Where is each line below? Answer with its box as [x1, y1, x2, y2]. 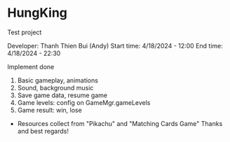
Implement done [7, 62, 55, 71]
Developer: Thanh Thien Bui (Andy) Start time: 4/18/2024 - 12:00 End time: [7, 41, 223, 50]
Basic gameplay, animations [17, 76, 98, 85]
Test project [7, 28, 42, 36]
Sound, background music [17, 83, 94, 92]
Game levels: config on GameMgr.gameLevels [17, 98, 151, 106]
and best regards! [17, 127, 69, 135]
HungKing [7, 5, 68, 21]
